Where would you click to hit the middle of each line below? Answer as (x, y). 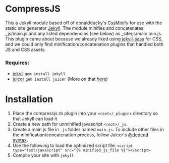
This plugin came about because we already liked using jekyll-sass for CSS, (84, 39)
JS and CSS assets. (26, 49)
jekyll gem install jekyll (39, 74)
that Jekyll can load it (35, 119)
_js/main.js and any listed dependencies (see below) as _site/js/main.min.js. (84, 33)
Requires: (17, 63)
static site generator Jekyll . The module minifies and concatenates (74, 28)
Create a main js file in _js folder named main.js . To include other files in (88, 130)
